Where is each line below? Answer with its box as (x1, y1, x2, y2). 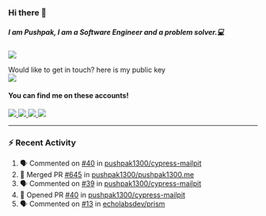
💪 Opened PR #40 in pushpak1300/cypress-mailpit (19, 190, 186, 200)
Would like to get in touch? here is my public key (8, 65, 166, 74)
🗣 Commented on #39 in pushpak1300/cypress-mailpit (19, 179, 202, 188)
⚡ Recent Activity (8, 138, 77, 149)
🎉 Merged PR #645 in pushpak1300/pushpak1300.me (19, 170, 195, 180)
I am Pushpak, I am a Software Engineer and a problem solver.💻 (8, 27, 225, 36)
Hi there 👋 (8, 7, 47, 18)
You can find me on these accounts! (8, 91, 129, 100)
